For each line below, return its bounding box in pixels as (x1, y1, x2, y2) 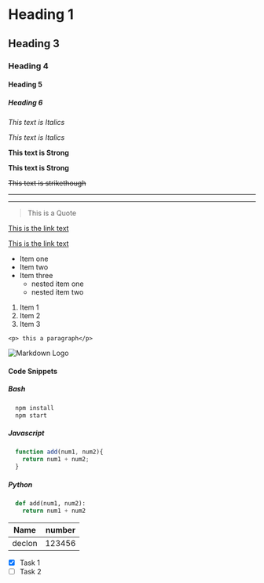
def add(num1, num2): (15, 499, 86, 508)
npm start (15, 411, 47, 420)
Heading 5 (8, 80, 43, 90)
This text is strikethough (8, 178, 86, 188)
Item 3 (19, 320, 41, 329)
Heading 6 (8, 97, 43, 107)
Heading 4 (8, 60, 49, 71)
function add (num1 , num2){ (15, 448, 104, 456)
